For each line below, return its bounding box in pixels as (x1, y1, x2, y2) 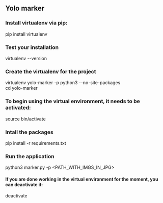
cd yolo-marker (5, 85, 38, 91)
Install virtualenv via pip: (5, 19, 68, 27)
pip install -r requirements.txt (5, 140, 66, 146)
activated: (5, 104, 32, 111)
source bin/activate (5, 116, 46, 122)
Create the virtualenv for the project (5, 68, 96, 75)
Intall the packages (5, 129, 53, 136)
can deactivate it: (5, 181, 43, 188)
